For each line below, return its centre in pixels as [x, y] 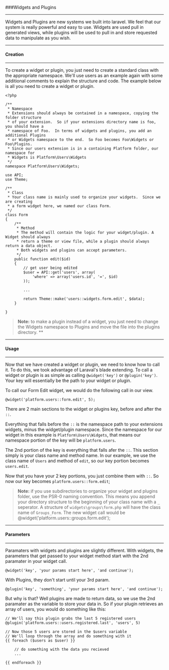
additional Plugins [26, 135]
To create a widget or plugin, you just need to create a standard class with [82, 70]
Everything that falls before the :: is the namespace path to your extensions [84, 424]
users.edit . [17, 466]
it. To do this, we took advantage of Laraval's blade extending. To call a [79, 370]
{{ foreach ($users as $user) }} [40, 640]
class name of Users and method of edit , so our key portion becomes [77, 461]
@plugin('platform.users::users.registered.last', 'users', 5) [73, 623]
